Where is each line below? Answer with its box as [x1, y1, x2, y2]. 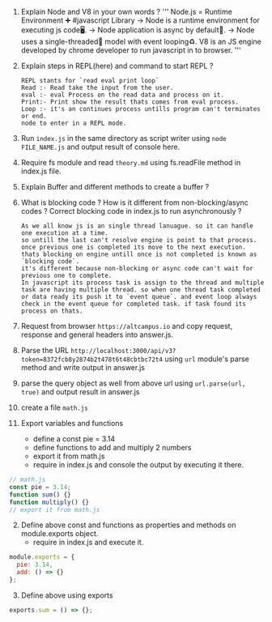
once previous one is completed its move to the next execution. [20, 243, 246, 251]
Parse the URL [20, 346, 70, 355]
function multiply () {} [9, 498, 90, 506]
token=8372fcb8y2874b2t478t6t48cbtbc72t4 [20, 356, 163, 364]
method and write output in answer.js [20, 363, 145, 372]
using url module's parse [164, 354, 249, 364]
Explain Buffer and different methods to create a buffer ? [20, 182, 210, 191]
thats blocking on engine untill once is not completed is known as [20, 250, 257, 258]
